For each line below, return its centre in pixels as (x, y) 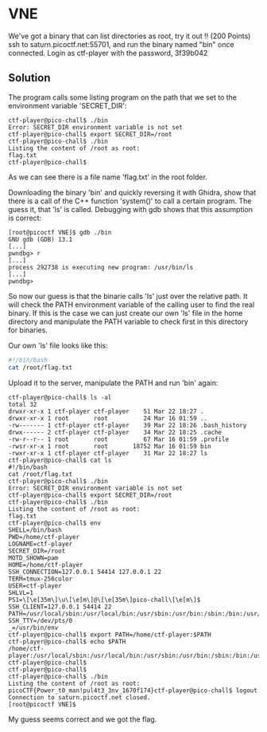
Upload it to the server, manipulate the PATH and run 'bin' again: (113, 383)
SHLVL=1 (21, 592)
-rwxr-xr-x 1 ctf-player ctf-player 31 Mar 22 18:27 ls (108, 453)
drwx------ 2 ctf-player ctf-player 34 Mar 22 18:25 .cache (115, 432)
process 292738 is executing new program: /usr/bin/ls (101, 267)
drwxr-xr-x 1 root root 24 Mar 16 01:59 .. (108, 418)
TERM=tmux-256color (41, 579)
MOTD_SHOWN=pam (33, 558)
